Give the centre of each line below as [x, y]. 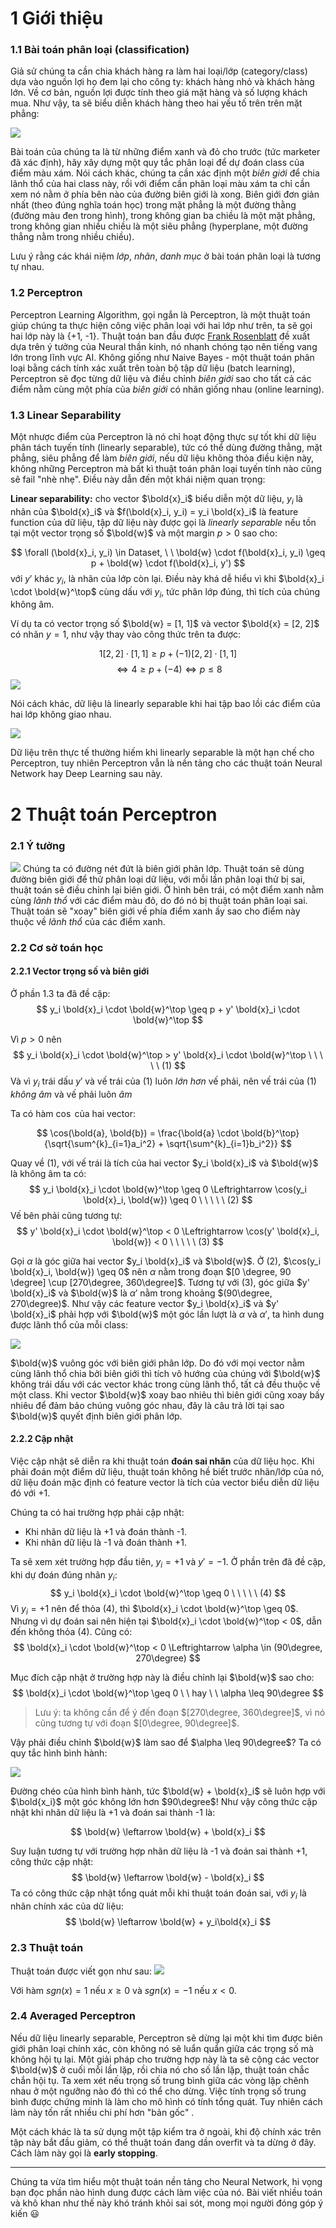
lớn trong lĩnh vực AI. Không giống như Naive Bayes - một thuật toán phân [162, 357]
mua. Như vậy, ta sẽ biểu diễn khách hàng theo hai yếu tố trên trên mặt [156, 103]
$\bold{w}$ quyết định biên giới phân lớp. [96, 1416]
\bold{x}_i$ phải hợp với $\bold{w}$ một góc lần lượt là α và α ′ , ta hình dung [167, 1314]
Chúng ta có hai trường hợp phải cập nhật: [97, 1513]
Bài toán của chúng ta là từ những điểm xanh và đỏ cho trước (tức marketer [165, 152]
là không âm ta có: [48, 1173]
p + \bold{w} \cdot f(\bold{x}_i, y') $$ [168, 563]
